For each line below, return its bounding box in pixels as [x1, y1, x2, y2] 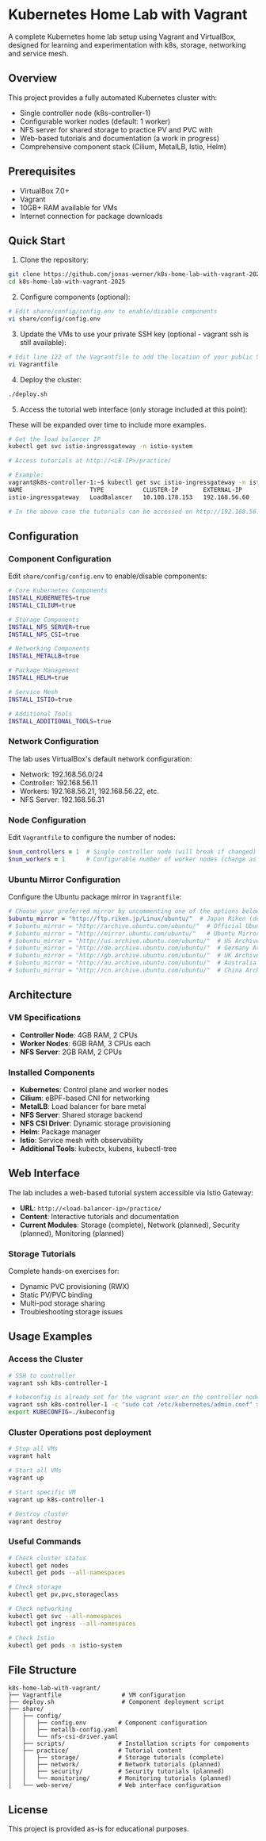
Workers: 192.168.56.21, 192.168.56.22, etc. [19, 786, 160, 796]
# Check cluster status [8, 1554, 87, 1562]
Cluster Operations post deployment [8, 1427, 152, 1438]
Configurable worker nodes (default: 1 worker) [19, 117, 171, 126]
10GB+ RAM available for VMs [19, 202, 118, 212]
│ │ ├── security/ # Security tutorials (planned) [8, 1767, 225, 1776]
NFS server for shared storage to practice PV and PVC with [19, 125, 213, 134]
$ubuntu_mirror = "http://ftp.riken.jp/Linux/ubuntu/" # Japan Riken [8, 915, 246, 922]
